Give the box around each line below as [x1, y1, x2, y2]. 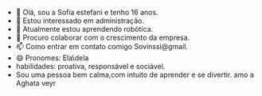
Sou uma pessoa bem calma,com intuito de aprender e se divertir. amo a [15, 70, 255, 79]
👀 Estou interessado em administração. [15, 16, 145, 25]
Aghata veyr [15, 79, 57, 87]
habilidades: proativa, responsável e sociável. [15, 62, 166, 71]
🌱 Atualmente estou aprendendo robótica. [15, 25, 154, 33]
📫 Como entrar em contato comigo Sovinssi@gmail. [15, 42, 189, 51]
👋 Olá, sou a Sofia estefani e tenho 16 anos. [15, 8, 158, 17]
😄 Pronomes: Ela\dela [15, 53, 89, 63]
